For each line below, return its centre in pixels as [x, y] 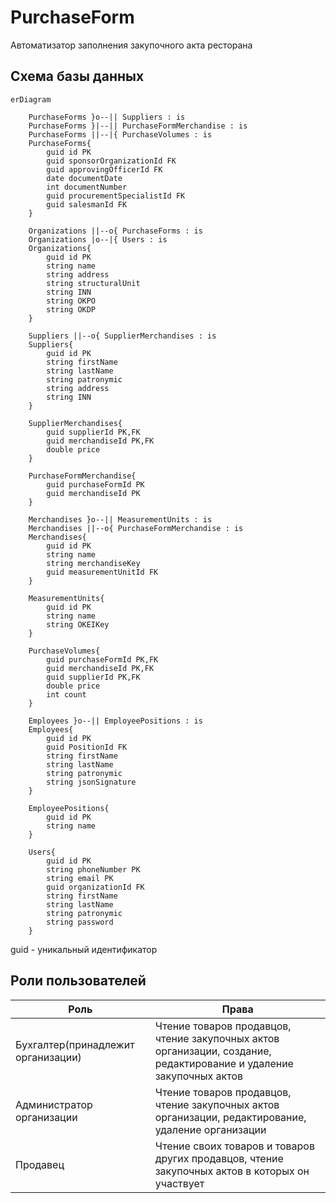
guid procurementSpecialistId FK [116, 196]
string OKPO [71, 301]
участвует [179, 1183]
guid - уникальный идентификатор [84, 949]
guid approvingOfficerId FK [104, 169]
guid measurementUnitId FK [102, 572]
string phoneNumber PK [93, 869]
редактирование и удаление [224, 1063]
